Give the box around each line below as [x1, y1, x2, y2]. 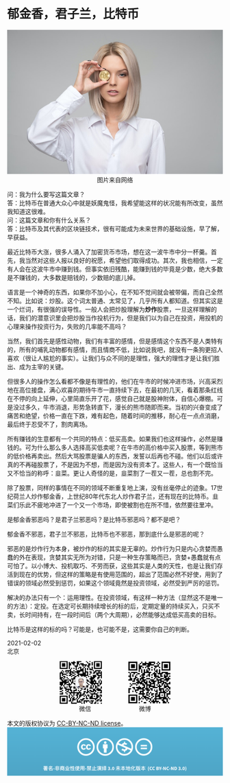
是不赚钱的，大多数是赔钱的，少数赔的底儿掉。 [7, 274, 139, 282]
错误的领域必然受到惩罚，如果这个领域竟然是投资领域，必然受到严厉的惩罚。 [7, 579, 223, 587]
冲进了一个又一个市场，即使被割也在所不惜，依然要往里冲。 [49, 501, 217, 509]
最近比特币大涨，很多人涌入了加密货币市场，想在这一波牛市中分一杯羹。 [7, 248, 211, 256]
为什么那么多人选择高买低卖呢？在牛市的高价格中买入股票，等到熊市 [30, 443, 223, 452]
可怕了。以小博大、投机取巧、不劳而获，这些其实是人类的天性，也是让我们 [7, 562, 217, 570]
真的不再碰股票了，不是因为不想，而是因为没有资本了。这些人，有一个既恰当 [7, 460, 223, 469]
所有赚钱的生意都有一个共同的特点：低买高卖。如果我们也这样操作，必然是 [7, 435, 217, 443]
